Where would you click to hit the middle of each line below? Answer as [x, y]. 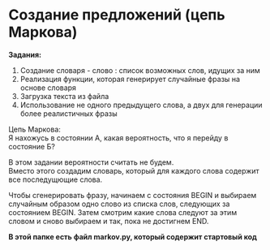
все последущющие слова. [56, 179]
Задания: [25, 54]
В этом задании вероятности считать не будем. [91, 162]
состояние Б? [32, 146]
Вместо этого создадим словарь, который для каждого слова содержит [134, 170]
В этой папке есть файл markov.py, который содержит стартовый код [133, 236]
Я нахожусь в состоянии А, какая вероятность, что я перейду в [118, 138]
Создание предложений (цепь [117, 15]
